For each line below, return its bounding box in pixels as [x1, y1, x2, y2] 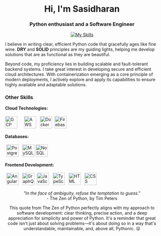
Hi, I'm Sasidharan [44, 3, 120, 15]
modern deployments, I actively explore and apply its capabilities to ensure [5, 77, 156, 82]
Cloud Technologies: [5, 105, 48, 111]
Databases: [5, 133, 29, 139]
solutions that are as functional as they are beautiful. [5, 52, 111, 58]
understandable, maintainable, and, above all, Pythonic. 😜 [23, 225, 141, 231]
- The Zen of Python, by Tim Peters [46, 195, 118, 201]
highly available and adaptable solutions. [5, 82, 87, 88]
